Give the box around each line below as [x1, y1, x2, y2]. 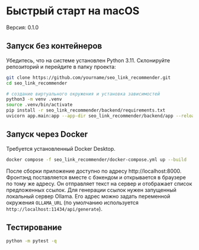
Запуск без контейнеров [6, 41, 102, 51]
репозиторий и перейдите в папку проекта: [6, 63, 117, 70]
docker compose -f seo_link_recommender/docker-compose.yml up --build [6, 156, 187, 163]
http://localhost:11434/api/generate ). [6, 205, 102, 212]
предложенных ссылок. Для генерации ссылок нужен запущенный [6, 186, 176, 194]
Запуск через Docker [6, 129, 88, 140]
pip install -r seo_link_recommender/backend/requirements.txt [6, 107, 166, 113]
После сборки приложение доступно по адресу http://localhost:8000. [6, 167, 182, 175]
